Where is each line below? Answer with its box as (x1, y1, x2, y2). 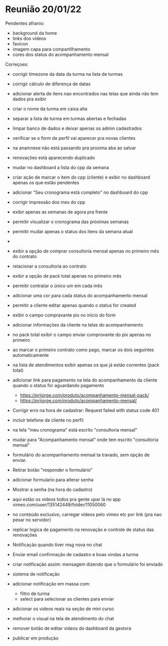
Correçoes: (5, 61, 29, 67)
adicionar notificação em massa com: (12, 580, 91, 586)
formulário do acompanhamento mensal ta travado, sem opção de (12, 452, 150, 458)
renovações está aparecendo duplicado (12, 154, 96, 160)
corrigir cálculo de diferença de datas (12, 81, 91, 87)
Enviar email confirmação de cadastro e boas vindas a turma (12, 551, 139, 557)
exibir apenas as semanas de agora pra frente (12, 208, 108, 215)
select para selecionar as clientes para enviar (20, 596, 114, 602)
